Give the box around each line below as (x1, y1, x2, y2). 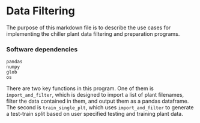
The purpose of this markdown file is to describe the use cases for (6, 24, 171, 31)
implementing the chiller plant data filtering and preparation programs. (6, 30, 180, 37)
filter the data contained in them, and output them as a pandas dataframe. (6, 97, 189, 105)
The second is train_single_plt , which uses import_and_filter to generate (6, 104, 194, 111)
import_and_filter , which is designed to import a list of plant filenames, (6, 91, 184, 99)
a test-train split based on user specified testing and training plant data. (6, 110, 183, 118)
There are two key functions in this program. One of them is (6, 85, 154, 92)
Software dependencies (6, 45, 78, 53)
